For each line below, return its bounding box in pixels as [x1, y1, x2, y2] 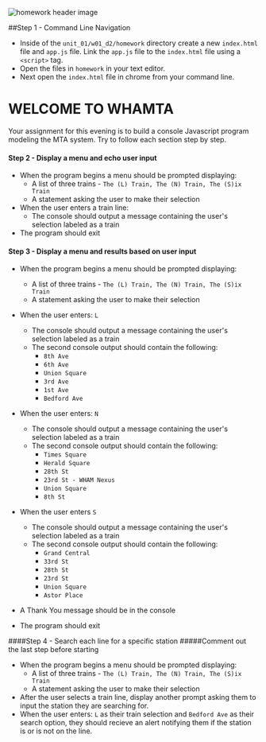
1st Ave [43, 387, 69, 394]
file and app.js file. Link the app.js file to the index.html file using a [19, 47, 241, 56]
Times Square [43, 451, 87, 459]
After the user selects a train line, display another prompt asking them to [19, 693, 256, 702]
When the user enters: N [19, 409, 99, 418]
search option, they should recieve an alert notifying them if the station [19, 718, 252, 728]
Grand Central [43, 550, 91, 557]
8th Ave [43, 352, 69, 361]
